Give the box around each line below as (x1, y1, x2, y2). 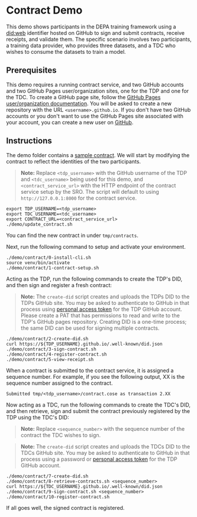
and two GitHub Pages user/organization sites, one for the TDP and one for (6, 87, 189, 95)
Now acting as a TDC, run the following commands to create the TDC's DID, (6, 401, 191, 408)
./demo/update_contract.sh (6, 221, 73, 227)
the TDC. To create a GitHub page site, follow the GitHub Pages (6, 93, 161, 100)
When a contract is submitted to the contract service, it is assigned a (6, 367, 174, 374)
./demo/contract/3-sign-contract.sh (6, 346, 96, 352)
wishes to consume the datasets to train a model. (6, 48, 126, 55)
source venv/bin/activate (6, 259, 70, 266)
